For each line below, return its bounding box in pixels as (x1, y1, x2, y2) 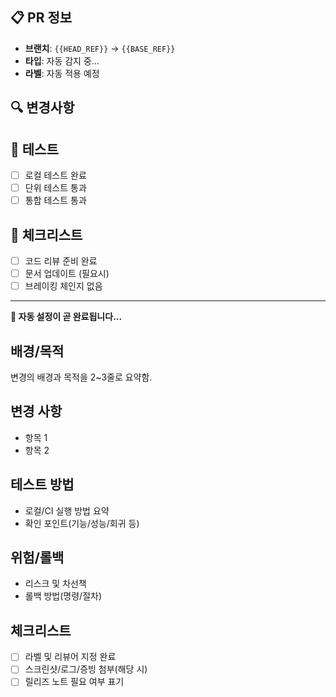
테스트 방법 (10, 476, 75, 493)
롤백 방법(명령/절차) (24, 590, 103, 602)
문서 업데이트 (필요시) (24, 268, 110, 280)
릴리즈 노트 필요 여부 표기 (24, 676, 125, 688)
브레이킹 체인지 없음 (24, 280, 103, 292)
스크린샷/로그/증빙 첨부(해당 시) (24, 663, 148, 675)
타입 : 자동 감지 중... (24, 54, 100, 67)
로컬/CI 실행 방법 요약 (24, 504, 110, 517)
